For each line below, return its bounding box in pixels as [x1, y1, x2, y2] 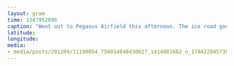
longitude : [7, 36, 39, 43]
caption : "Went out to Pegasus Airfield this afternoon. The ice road [7, 23, 217, 30]
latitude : [7, 29, 36, 36]
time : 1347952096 [7, 16, 58, 23]
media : [7, 42, 26, 49]
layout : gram [7, 10, 45, 17]
